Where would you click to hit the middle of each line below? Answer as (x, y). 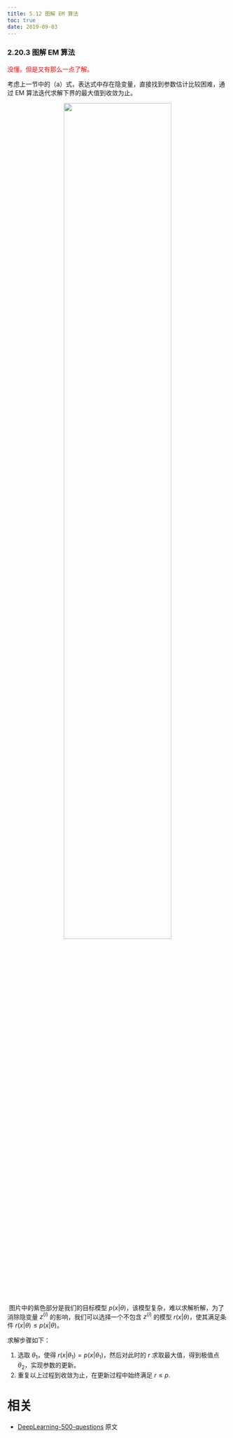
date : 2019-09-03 (33, 27)
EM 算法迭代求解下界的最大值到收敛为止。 (76, 92)
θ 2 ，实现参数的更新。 (49, 1366)
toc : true (22, 20)
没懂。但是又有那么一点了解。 (50, 69)
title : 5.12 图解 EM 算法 (43, 14)
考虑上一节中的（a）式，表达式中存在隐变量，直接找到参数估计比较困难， (113, 84)
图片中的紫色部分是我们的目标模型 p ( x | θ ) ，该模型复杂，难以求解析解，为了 (116, 1307)
